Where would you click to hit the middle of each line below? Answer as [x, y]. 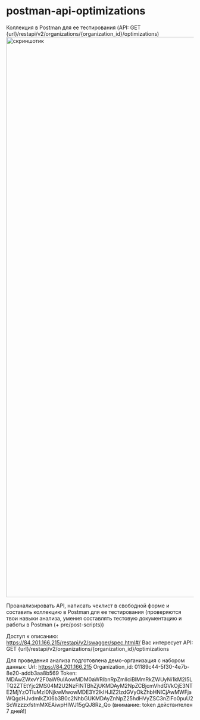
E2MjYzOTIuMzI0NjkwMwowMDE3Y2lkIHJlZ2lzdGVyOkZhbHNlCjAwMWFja [99, 692]
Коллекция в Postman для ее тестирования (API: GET [74, 27]
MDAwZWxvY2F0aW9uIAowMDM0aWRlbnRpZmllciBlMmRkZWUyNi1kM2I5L [99, 679]
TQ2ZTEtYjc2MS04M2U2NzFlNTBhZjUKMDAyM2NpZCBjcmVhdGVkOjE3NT [100, 685]
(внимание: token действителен [152, 705]
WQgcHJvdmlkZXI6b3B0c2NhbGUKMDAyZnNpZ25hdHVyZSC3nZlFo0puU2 [100, 698]
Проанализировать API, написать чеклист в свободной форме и [88, 606]
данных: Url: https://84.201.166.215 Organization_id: [70, 666]
